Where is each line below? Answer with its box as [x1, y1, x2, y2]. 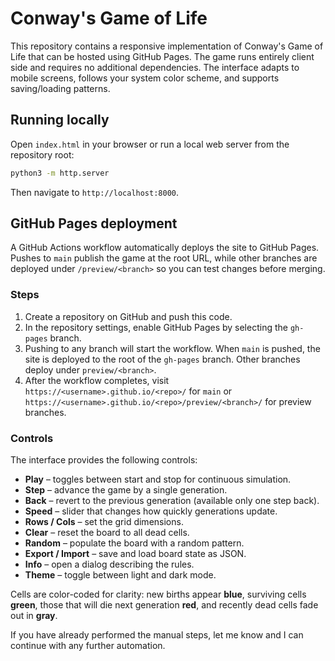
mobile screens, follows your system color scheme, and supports [10, 72, 280, 84]
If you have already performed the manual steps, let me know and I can [10, 629, 304, 641]
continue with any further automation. [10, 640, 166, 652]
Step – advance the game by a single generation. [24, 484, 228, 496]
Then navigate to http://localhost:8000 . [10, 186, 180, 198]
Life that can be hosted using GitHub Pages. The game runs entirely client [10, 50, 315, 62]
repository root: [10, 148, 75, 161]
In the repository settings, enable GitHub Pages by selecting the [24, 321, 288, 333]
